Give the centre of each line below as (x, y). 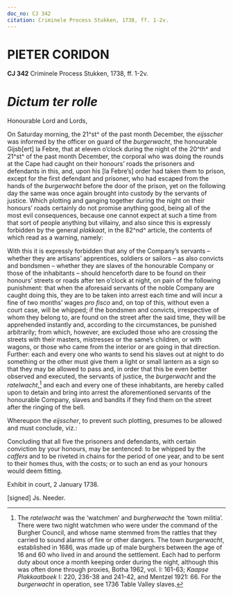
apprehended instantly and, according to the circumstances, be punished (112, 325)
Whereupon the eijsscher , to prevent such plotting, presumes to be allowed (114, 421)
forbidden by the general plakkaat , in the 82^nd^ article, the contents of (110, 231)
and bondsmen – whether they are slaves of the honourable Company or (111, 266)
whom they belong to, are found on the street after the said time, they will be (116, 317)
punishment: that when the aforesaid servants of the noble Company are (111, 288)
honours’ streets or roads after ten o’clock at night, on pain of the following (114, 280)
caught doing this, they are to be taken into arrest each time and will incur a (115, 295)
